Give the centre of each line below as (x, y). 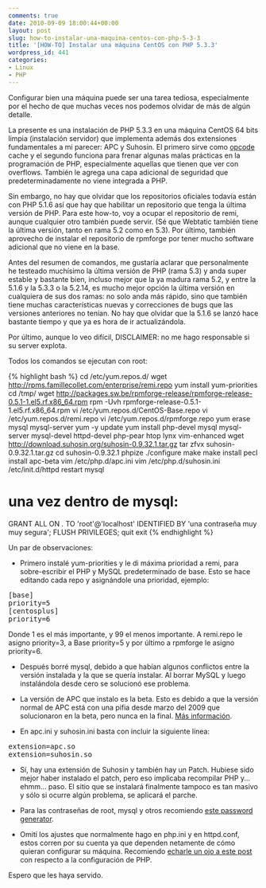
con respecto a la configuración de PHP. (86, 859)
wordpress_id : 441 (39, 53)
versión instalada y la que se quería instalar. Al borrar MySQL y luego (133, 675)
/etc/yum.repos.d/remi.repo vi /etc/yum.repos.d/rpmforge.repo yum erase (129, 418)
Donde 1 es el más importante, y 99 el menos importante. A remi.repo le (125, 634)
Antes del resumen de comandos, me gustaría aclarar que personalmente (128, 262)
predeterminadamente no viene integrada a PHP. (88, 181)
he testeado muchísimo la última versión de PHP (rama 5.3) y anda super (127, 271)
